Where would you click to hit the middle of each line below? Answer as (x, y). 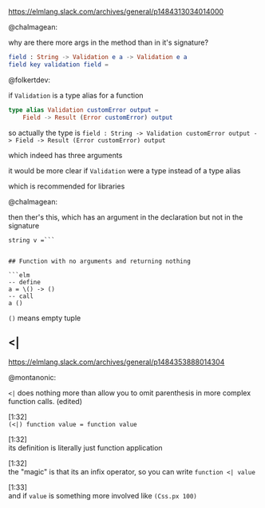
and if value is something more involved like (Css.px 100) (103, 496)
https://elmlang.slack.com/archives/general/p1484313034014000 (116, 12)
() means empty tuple (45, 318)
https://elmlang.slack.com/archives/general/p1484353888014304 (117, 362)
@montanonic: (32, 378)
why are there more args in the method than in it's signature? (109, 42)
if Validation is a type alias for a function (76, 95)
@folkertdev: (29, 80)
